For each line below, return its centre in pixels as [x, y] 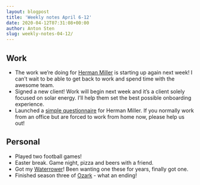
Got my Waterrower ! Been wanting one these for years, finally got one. [101, 169]
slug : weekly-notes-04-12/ [40, 34]
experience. [30, 104]
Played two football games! [48, 156]
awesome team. [35, 85]
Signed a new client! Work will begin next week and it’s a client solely [100, 91]
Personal [23, 142]
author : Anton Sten [30, 28]
